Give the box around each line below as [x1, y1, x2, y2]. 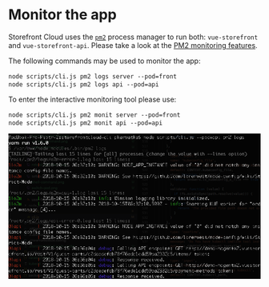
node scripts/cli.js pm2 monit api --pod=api [8, 118, 163, 127]
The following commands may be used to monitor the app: [8, 56, 201, 66]
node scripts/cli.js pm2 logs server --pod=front [8, 72, 178, 81]
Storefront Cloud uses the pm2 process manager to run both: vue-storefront [8, 32, 259, 42]
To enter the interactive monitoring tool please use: [8, 94, 177, 104]
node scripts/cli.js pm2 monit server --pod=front [8, 110, 181, 119]
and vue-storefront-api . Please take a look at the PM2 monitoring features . [8, 40, 258, 50]
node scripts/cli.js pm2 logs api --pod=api [8, 80, 159, 89]
